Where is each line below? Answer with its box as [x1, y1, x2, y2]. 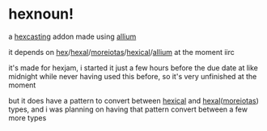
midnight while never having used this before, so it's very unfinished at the [8, 71, 257, 81]
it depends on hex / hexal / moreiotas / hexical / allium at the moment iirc [8, 47, 235, 57]
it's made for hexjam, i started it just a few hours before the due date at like [8, 62, 259, 73]
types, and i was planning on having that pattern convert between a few [8, 104, 248, 114]
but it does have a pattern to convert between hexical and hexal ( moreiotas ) [8, 95, 259, 105]
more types [8, 112, 47, 122]
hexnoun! [8, 5, 74, 23]
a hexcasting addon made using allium [8, 32, 137, 41]
